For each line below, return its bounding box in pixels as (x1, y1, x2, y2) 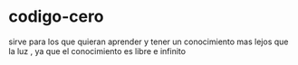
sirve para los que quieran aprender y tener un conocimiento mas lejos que (8, 36, 289, 47)
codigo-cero (8, 6, 104, 27)
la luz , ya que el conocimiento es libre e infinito (8, 45, 187, 56)
